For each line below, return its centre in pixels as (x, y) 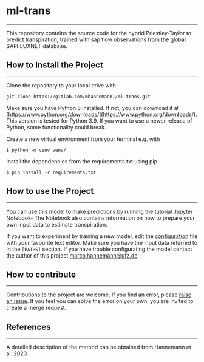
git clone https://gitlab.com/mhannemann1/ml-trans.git (78, 97)
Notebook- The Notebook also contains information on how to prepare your (101, 218)
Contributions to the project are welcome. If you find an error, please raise (99, 295)
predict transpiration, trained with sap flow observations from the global (96, 39)
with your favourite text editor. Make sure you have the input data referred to (102, 242)
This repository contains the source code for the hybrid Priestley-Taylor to (99, 33)
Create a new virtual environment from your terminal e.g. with (83, 139)
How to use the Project (50, 191)
